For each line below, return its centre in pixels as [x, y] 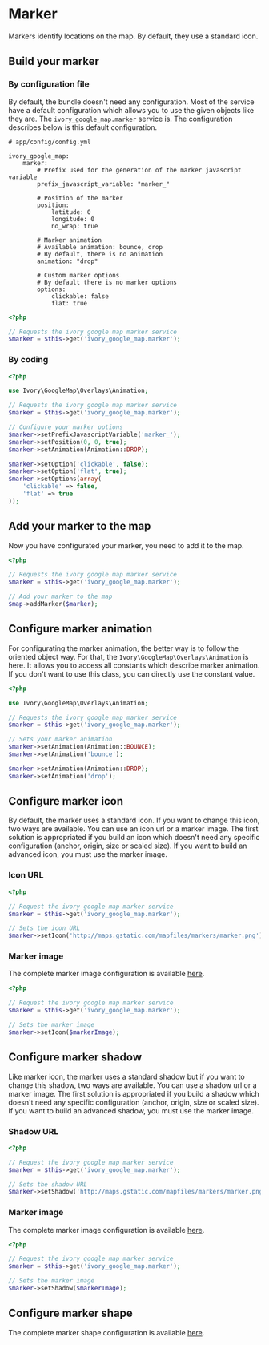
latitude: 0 [71, 212]
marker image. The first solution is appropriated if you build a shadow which [134, 1093]
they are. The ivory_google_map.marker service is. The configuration [121, 119]
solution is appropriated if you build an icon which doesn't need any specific [134, 838]
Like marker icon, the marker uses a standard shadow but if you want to [127, 1076]
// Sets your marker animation [60, 739]
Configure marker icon [66, 801]
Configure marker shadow [75, 1058]
